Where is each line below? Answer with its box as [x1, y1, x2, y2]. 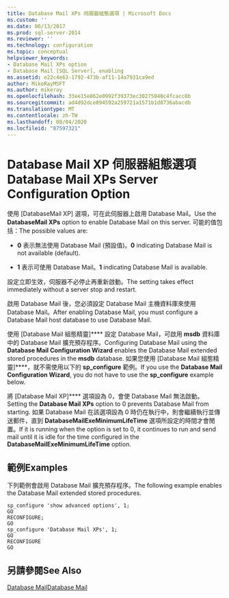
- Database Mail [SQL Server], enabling [7, 67, 124, 74]
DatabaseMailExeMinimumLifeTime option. [7, 440, 131, 449]
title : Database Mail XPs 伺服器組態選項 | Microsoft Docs [7, 10, 172, 17]
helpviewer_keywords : [7, 55, 69, 62]
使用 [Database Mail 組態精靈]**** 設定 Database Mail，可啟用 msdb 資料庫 [7, 330, 220, 338]
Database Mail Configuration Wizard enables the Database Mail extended [7, 346, 217, 355]
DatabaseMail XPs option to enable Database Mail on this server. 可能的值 [7, 218, 217, 226]
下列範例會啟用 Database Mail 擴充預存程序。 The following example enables [7, 481, 222, 490]
